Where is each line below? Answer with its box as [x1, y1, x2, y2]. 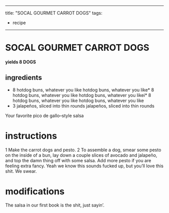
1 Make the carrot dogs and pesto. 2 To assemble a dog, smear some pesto [5, 147, 161, 153]
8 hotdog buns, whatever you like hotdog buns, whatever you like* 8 [12, 86, 154, 93]
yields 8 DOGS [5, 59, 36, 65]
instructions [5, 130, 57, 141]
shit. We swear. [5, 168, 37, 174]
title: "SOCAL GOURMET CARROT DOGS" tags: [5, 10, 103, 16]
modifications [5, 185, 65, 197]
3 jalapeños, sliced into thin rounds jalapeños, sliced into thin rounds [12, 102, 155, 109]
